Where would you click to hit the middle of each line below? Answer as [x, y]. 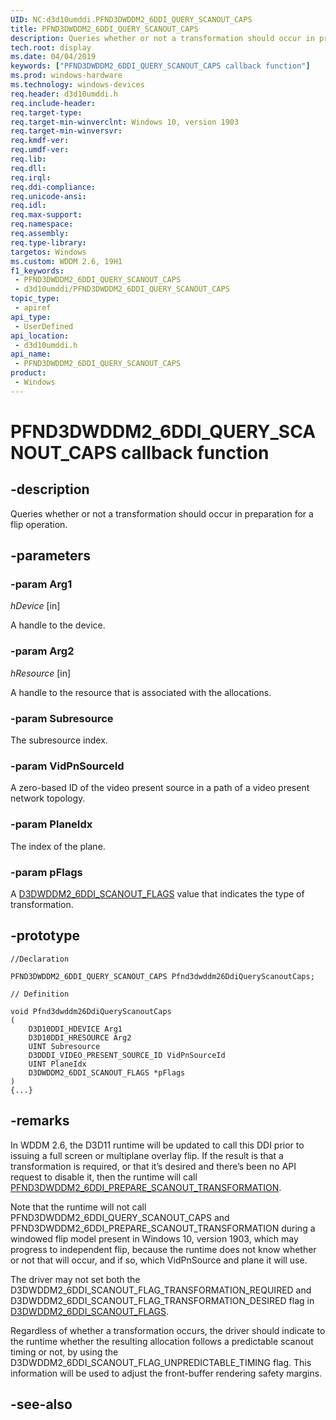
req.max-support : [46, 215]
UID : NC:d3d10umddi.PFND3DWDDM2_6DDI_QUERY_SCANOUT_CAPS [131, 19]
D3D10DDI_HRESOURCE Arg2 [80, 1037]
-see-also [41, 1404]
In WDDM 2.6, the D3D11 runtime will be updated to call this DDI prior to [157, 1145]
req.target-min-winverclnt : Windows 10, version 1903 [125, 122]
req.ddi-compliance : [53, 187]
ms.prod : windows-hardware [66, 76]
